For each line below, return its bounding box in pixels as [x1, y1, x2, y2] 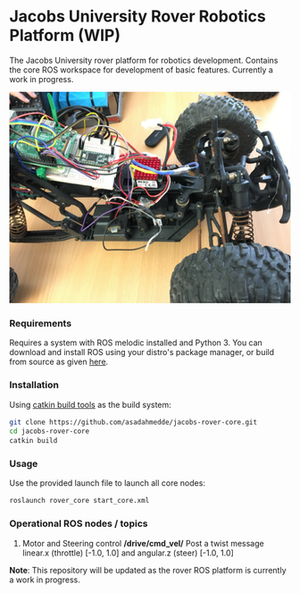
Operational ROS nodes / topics [9, 517, 148, 530]
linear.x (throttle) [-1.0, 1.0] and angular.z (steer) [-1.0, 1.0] [21, 547, 234, 558]
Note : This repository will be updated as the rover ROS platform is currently [9, 564, 287, 575]
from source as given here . [9, 356, 109, 368]
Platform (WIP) [9, 25, 121, 46]
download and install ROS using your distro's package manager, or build [9, 347, 275, 358]
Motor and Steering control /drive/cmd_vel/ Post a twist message [21, 538, 265, 548]
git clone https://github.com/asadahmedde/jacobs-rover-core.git [9, 418, 257, 427]
